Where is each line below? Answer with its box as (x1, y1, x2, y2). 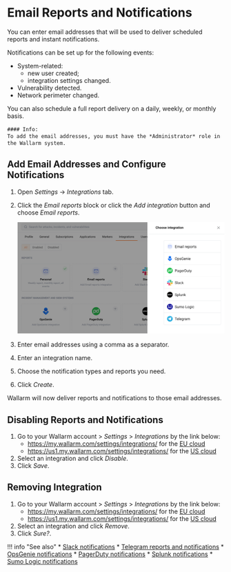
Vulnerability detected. (17, 83, 82, 92)
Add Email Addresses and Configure (7, 159, 167, 170)
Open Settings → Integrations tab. (17, 188, 114, 196)
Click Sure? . (17, 529, 52, 538)
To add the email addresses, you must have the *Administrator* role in (7, 132, 221, 139)
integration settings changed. (27, 76, 112, 84)
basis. (7, 112, 24, 120)
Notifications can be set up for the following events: (7, 48, 154, 57)
